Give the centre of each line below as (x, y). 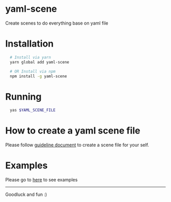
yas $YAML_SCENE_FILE (33, 110)
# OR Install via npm (33, 71)
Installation (30, 44)
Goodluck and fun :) (26, 194)
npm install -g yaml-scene (38, 76)
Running (23, 96)
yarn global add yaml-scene (40, 62)
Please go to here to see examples (41, 180)
